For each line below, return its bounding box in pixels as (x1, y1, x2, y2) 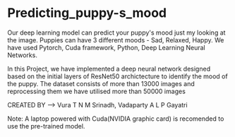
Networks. (7, 51, 37, 59)
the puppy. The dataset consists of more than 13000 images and (7, 79, 195, 88)
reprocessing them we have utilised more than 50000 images (7, 87, 186, 95)
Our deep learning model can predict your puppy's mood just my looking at (7, 28, 226, 37)
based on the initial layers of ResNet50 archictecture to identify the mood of (7, 72, 228, 81)
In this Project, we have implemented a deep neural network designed (7, 64, 210, 73)
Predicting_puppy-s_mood (7, 5, 167, 21)
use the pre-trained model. (7, 121, 85, 130)
